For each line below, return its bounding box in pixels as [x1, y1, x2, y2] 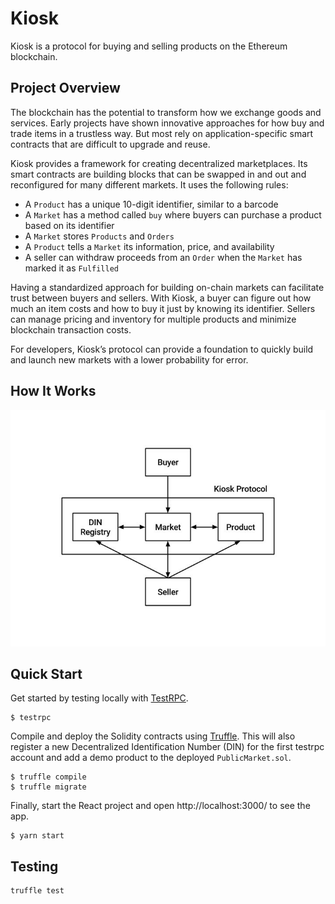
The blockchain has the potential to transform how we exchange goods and [10, 106, 322, 118]
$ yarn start [10, 831, 65, 841]
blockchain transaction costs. [10, 323, 132, 336]
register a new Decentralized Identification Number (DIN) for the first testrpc [10, 741, 325, 753]
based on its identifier [24, 219, 115, 231]
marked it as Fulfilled [24, 262, 119, 274]
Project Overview [10, 80, 121, 97]
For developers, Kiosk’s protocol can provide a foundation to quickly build [10, 343, 314, 355]
